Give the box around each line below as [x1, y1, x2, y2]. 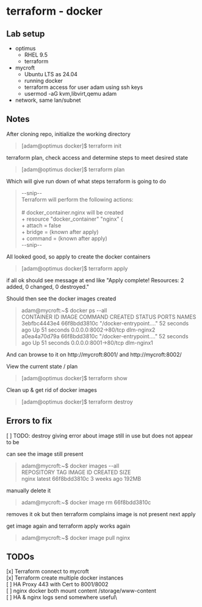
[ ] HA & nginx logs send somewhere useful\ [6, 594, 117, 601]
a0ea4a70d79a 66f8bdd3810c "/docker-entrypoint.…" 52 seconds [21, 332, 189, 339]
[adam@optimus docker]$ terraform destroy [21, 398, 133, 405]
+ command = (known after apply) [21, 235, 108, 242]
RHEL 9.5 [24, 51, 48, 59]
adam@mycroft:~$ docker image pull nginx [21, 534, 131, 541]
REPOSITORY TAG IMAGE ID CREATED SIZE [21, 468, 131, 476]
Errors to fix [6, 416, 52, 426]
